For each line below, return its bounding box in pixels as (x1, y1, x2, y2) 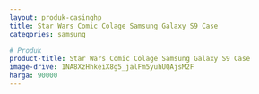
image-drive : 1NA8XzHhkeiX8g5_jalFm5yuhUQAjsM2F (9, 63, 194, 72)
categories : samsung (9, 30, 87, 38)
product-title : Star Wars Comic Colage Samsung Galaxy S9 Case (9, 55, 251, 64)
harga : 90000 (9, 71, 58, 81)
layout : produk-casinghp (9, 13, 102, 22)
